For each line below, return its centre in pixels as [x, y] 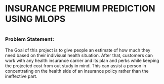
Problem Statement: [30, 39]
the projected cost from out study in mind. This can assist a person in [76, 66]
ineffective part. [21, 76]
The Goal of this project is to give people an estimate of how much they [78, 50]
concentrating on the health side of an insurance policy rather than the [77, 71]
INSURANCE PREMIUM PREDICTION [80, 9]
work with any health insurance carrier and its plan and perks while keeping [82, 60]
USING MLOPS [35, 19]
